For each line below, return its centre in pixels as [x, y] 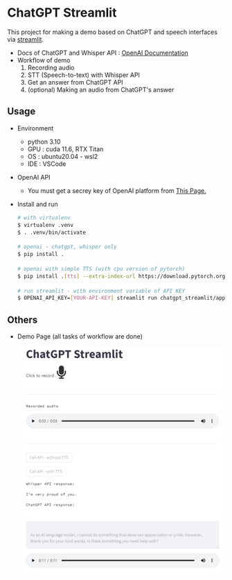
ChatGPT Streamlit [62, 13]
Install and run [37, 204]
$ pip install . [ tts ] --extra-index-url [76, 276]
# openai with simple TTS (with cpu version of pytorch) [101, 268]
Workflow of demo [44, 60]
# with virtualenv [44, 217]
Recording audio [51, 67]
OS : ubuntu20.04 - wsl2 [63, 156]
